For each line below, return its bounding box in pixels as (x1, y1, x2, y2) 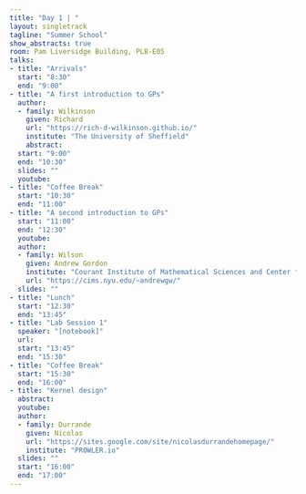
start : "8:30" (17, 73, 71, 82)
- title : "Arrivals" (9, 65, 88, 74)
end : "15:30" (17, 352, 67, 361)
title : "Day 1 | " (9, 13, 79, 23)
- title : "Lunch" (9, 293, 76, 302)
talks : (9, 56, 35, 65)
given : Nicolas (25, 428, 84, 437)
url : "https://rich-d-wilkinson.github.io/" (25, 124, 198, 133)
